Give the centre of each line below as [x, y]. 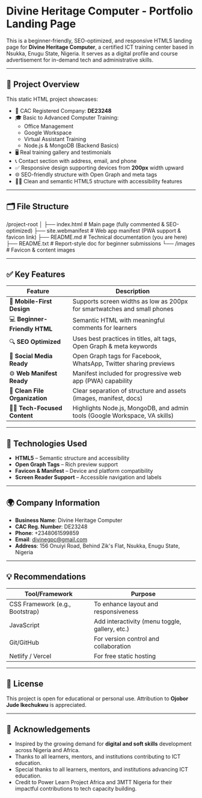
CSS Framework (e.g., [40, 604]
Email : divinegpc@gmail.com [51, 539]
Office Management [49, 126]
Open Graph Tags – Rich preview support [66, 464]
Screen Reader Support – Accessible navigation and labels [88, 477]
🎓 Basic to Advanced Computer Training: [67, 117]
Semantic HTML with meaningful [119, 320]
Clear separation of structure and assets [129, 391]
